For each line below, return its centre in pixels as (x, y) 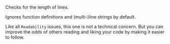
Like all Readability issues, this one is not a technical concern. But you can (84, 26)
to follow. (15, 37)
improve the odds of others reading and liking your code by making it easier (85, 32)
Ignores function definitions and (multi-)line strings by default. (71, 17)
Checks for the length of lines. (37, 7)
